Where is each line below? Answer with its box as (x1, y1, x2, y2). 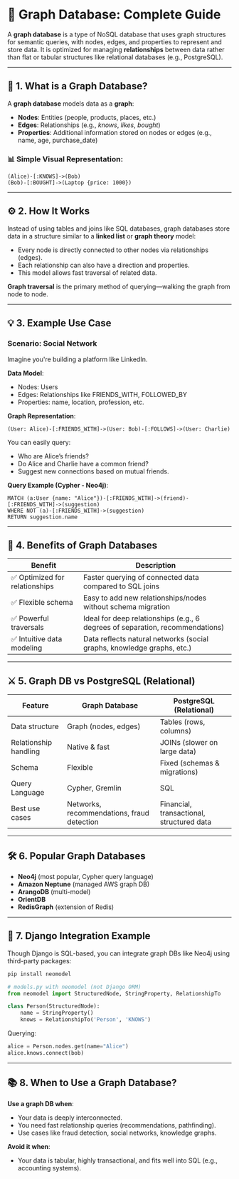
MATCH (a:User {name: (7, 494, 72, 502)
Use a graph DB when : (7, 1099, 74, 1108)
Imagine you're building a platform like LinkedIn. (7, 355, 148, 363)
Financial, (159, 799, 192, 809)
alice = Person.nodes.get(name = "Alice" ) (7, 1043, 129, 1050)
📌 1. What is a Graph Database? (7, 80, 148, 92)
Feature (22, 701, 49, 711)
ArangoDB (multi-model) (17, 887, 91, 895)
